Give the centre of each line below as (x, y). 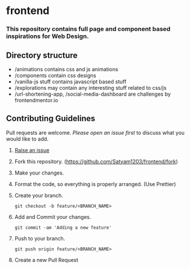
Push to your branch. (40, 238)
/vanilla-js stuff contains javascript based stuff (70, 81)
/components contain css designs (55, 75)
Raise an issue (32, 150)
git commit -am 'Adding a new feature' (63, 228)
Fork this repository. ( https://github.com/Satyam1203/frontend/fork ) (96, 161)
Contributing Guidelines (51, 119)
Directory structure (42, 55)
